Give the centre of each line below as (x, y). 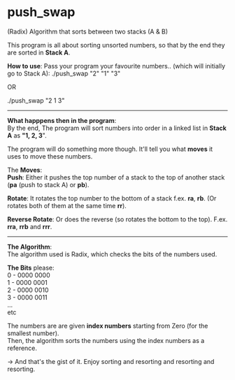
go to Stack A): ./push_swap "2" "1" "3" (64, 73)
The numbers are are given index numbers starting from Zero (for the (108, 326)
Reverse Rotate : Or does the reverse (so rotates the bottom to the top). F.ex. (117, 219)
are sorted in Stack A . (39, 52)
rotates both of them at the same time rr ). (67, 205)
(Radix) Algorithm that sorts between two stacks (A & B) (88, 31)
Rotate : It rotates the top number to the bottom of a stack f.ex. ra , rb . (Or (112, 198)
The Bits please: (31, 268)
